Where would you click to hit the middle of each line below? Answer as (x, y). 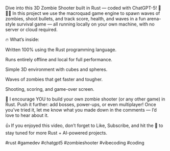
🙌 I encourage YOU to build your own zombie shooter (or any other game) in (85, 99)
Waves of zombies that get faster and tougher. (54, 79)
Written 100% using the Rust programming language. (61, 49)
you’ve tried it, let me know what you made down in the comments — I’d (81, 110)
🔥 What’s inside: (22, 39)
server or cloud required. (31, 30)
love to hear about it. (27, 115)
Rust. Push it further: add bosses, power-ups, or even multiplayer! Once (81, 104)
